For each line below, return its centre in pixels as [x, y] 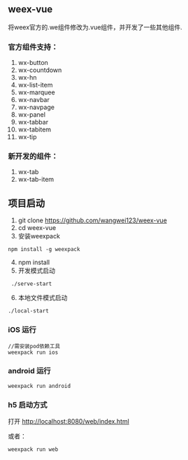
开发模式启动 [36, 271]
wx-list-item [35, 85]
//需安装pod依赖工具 [34, 346]
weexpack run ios [33, 352]
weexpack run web [33, 450]
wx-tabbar [33, 122]
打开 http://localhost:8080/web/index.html [69, 422]
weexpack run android [39, 386]
